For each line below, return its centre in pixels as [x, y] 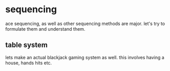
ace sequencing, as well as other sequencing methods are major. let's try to [85, 23]
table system [26, 45]
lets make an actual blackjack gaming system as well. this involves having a [85, 57]
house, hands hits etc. [29, 63]
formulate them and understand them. [45, 29]
